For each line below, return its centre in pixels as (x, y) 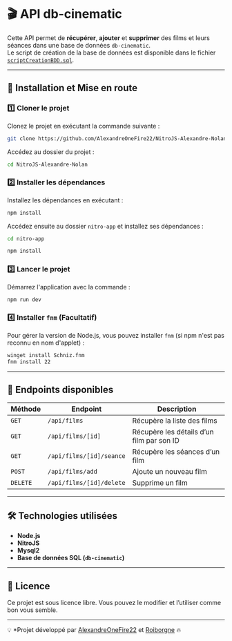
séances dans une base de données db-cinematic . (79, 45)
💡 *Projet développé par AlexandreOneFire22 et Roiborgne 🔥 (94, 629)
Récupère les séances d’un (176, 452)
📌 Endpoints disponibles (60, 389)
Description (177, 409)
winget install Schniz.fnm (46, 355)
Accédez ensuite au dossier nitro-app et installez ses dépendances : (105, 226)
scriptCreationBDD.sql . (41, 59)
